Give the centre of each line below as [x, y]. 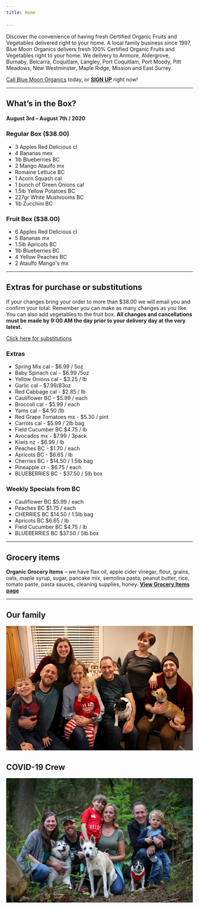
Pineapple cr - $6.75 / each [48, 468]
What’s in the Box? [41, 103]
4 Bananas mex [34, 153]
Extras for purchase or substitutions [74, 287]
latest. [14, 327]
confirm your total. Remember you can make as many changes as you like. [97, 308]
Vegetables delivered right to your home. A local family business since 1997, [99, 43]
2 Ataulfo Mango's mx [41, 263]
